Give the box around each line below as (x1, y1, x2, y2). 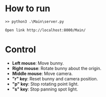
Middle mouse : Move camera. (12, 71, 73, 76)
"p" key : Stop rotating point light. (12, 81, 79, 87)
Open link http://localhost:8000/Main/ (5, 27, 86, 32)
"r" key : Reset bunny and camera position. (12, 75, 98, 81)
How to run (5, 3, 51, 14)
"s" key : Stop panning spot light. (12, 86, 78, 92)
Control (5, 44, 36, 55)
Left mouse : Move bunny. (12, 60, 64, 66)
